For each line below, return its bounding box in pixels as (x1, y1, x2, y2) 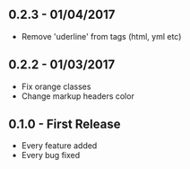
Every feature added (21, 140, 98, 151)
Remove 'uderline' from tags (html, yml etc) (21, 31, 182, 41)
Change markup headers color (21, 90, 135, 102)
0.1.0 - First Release (8, 117, 121, 132)
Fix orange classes (21, 81, 91, 92)
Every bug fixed (21, 150, 81, 161)
